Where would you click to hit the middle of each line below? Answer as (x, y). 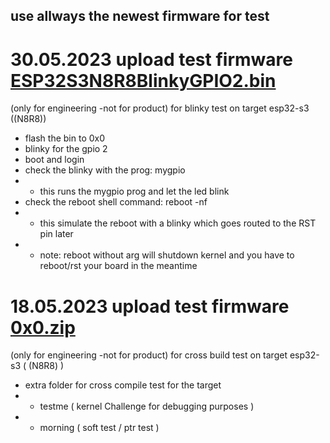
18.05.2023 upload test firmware (150, 306)
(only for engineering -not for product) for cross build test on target (149, 355)
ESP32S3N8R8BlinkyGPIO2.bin (143, 80)
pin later (56, 234)
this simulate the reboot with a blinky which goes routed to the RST (178, 223)
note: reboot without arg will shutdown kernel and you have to (167, 255)
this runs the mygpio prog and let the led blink (134, 191)
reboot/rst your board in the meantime (118, 266)
